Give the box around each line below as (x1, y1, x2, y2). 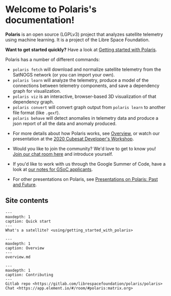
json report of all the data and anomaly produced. (12, 120, 117, 126)
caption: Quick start (5, 219, 51, 224)
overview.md (5, 254, 31, 259)
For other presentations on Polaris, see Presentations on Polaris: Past (12, 176, 158, 182)
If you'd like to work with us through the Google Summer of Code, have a (12, 160, 166, 167)
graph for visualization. (12, 88, 61, 94)
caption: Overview (5, 246, 44, 251)
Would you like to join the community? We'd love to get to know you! (12, 145, 156, 151)
